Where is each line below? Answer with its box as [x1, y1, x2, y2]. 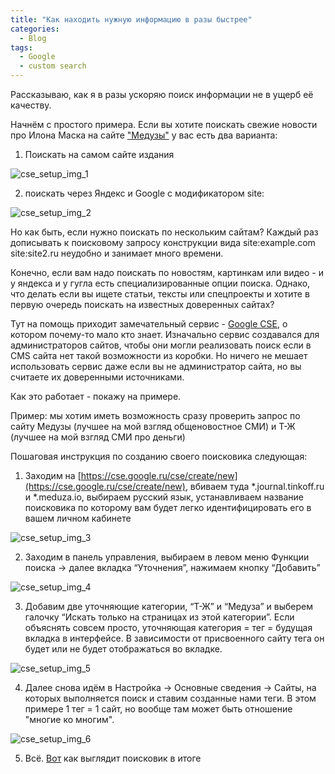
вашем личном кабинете [24, 512, 132, 524]
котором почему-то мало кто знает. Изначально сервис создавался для [10, 329, 320, 340]
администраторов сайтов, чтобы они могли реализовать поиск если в [10, 339, 312, 351]
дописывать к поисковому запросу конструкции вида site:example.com [10, 237, 316, 248]
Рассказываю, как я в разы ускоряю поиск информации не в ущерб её [10, 89, 314, 100]
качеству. [10, 99, 52, 111]
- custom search [19, 61, 87, 71]
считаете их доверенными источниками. [10, 371, 185, 383]
